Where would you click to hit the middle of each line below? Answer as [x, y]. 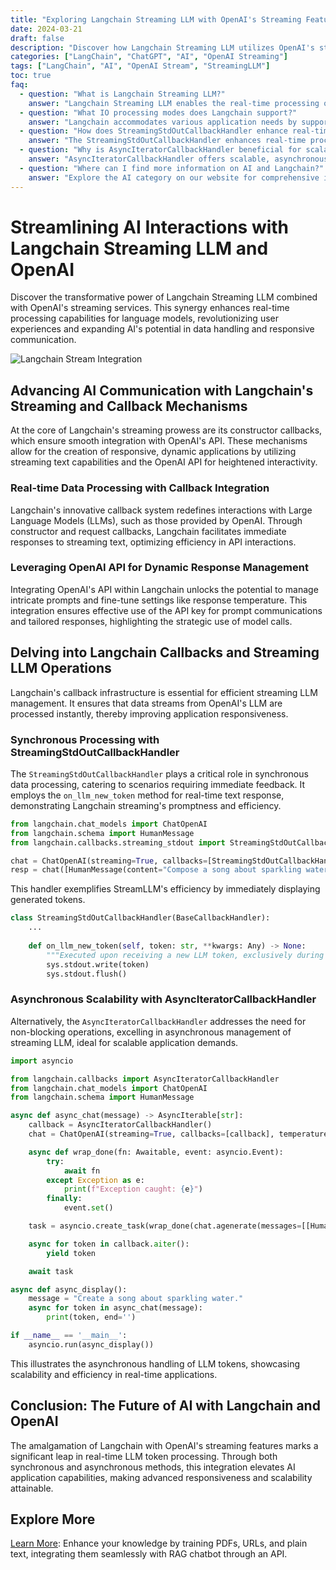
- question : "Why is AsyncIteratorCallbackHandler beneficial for [160, 150]
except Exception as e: [95, 1180]
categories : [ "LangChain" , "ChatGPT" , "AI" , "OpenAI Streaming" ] [149, 57]
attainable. [32, 1488]
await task [51, 1271]
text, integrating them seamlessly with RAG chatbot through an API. [149, 1554]
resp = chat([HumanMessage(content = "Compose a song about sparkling [156, 870]
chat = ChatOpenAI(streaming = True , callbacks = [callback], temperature [178, 1134]
